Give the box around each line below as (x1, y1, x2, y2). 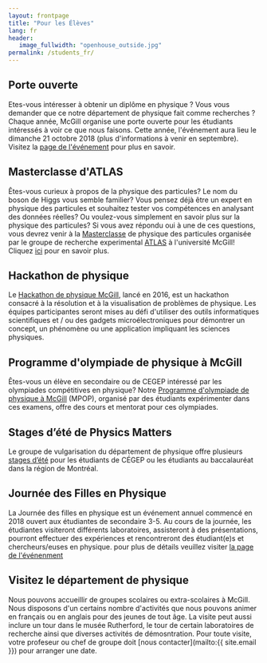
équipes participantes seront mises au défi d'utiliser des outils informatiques (8, 307, 260, 316)
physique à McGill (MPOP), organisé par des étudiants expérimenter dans (8, 394, 250, 403)
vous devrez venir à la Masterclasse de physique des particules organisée (8, 228, 252, 238)
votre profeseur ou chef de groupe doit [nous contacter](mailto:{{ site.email (8, 637, 257, 647)
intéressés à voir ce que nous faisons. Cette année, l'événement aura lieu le (8, 125, 257, 134)
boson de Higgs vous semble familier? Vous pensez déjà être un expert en (8, 195, 253, 204)
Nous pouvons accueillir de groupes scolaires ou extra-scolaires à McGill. (8, 594, 251, 604)
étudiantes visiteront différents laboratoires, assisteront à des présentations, (8, 525, 259, 534)
